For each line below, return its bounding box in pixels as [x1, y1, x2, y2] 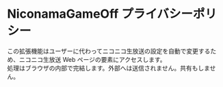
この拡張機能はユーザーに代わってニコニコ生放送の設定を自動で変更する [7, 47, 211, 55]
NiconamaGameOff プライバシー [7, 6, 194, 22]
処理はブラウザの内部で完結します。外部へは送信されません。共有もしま [7, 64, 210, 72]
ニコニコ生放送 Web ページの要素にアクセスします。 [18, 55, 166, 63]
